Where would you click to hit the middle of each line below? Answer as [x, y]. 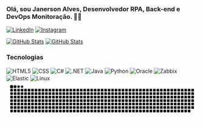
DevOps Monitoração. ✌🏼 [44, 16]
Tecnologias [25, 58]
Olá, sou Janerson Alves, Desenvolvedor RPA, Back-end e [93, 9]
